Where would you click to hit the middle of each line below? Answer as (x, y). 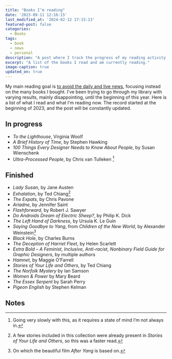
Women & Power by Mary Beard (46, 276)
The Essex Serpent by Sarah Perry (49, 281)
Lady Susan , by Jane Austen (43, 188)
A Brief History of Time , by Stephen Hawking (60, 142)
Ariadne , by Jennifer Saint (40, 205)
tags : (11, 39)
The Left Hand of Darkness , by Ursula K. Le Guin (64, 221)
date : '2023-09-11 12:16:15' (36, 15)
